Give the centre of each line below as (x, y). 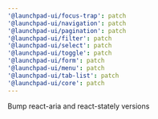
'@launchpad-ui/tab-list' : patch (63, 76)
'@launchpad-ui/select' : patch (60, 46)
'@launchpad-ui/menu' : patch (56, 68)
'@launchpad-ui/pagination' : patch (67, 31)
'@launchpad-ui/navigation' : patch (67, 23)
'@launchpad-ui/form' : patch (56, 61)
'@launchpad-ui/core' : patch (56, 83)
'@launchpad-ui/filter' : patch (60, 38)
